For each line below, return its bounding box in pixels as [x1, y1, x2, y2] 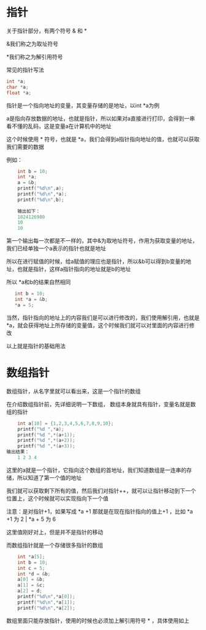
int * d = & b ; [17, 571, 51, 577]
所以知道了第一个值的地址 [17, 474, 82, 481]
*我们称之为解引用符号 [6, 53, 63, 60]
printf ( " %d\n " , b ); [17, 197, 64, 203]
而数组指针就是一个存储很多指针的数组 [6, 541, 103, 548]
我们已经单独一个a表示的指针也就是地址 [6, 245, 106, 252]
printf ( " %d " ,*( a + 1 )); [17, 431, 75, 438]
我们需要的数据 [6, 143, 44, 150]
